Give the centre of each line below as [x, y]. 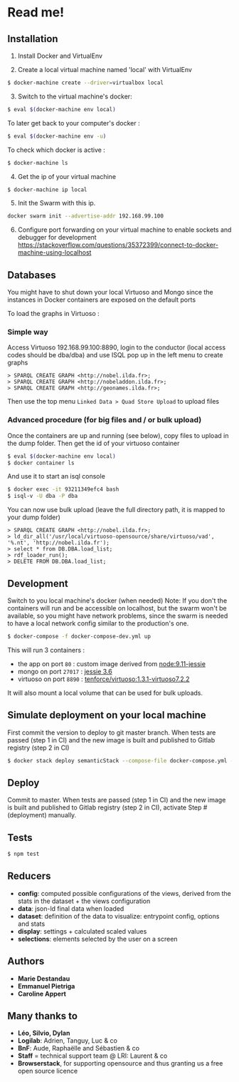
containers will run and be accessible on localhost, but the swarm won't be [117, 608]
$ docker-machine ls [38, 163]
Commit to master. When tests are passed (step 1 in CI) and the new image [117, 800]
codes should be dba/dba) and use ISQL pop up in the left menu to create [115, 355]
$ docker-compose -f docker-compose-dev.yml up [79, 636]
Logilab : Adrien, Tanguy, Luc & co [67, 1041]
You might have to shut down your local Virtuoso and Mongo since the [110, 292]
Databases [32, 275]
